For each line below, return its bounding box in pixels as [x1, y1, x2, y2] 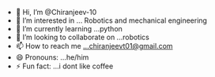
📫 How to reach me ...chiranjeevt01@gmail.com [15, 42, 173, 50]
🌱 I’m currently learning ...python [15, 24, 123, 33]
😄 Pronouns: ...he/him [15, 53, 89, 62]
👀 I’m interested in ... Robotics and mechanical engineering [15, 16, 208, 25]
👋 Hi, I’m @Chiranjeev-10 [15, 8, 97, 16]
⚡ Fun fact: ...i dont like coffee [15, 61, 114, 71]
